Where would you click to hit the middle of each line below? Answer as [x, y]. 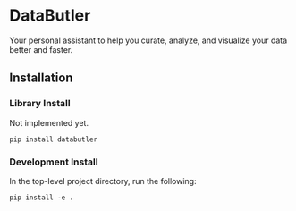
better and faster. [41, 49]
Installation [41, 78]
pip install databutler [54, 139]
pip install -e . [42, 198]
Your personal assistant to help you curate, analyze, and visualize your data [148, 40]
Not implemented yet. [49, 122]
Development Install [54, 162]
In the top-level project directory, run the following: [103, 181]
